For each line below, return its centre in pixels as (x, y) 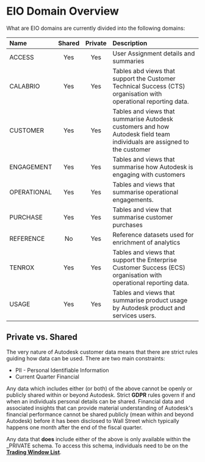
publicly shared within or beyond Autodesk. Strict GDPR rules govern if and (101, 395)
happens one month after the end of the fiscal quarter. (74, 427)
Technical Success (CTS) (149, 86)
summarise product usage (150, 300)
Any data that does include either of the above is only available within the (99, 439)
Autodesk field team (141, 134)
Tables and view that (142, 210)
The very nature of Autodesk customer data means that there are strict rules (102, 352)
